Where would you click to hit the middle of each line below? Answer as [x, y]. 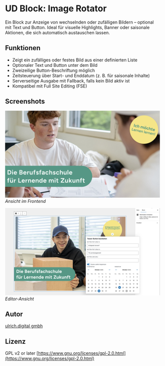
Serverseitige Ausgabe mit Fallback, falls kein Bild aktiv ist [71, 81]
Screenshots [25, 101]
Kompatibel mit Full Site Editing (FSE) [50, 86]
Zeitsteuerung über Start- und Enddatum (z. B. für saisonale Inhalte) [81, 75]
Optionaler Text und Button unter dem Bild [55, 65]
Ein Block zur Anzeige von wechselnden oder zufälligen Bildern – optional [79, 22]
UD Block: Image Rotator [56, 9]
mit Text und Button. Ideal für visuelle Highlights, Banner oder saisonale [77, 27]
